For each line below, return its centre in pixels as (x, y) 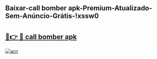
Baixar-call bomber (36, 8)
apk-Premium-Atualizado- (110, 8)
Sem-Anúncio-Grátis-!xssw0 (52, 16)
